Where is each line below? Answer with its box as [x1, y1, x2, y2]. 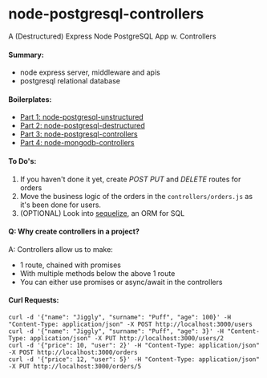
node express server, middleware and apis [19, 67, 160, 77]
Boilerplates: [8, 94, 52, 104]
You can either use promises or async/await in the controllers [19, 277, 223, 287]
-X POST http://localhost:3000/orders [8, 348, 138, 356]
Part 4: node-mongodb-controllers [19, 138, 135, 148]
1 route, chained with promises [19, 260, 122, 270]
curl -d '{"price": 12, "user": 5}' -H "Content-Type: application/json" [8, 355, 261, 364]
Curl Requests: [8, 295, 59, 305]
